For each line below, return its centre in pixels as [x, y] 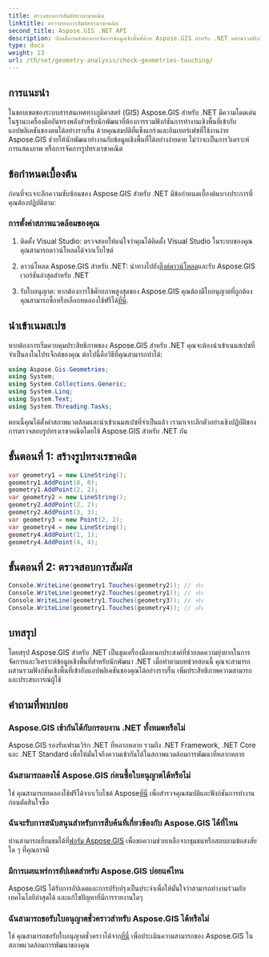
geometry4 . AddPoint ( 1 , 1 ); [53, 535]
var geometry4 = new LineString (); [68, 527]
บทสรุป [22, 633]
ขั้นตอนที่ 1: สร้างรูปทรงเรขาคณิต [72, 456]
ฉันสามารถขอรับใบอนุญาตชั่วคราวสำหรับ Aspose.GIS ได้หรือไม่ [109, 919]
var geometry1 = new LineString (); [68, 475]
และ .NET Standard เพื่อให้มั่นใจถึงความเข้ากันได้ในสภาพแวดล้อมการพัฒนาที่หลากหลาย [126, 754]
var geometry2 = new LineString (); [68, 498]
